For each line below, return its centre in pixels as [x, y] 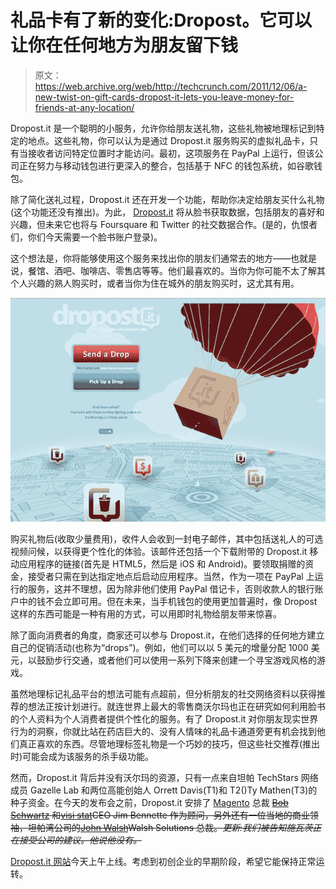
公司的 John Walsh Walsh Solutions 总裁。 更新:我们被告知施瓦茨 [183, 828]
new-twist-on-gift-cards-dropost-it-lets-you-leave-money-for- [164, 97]
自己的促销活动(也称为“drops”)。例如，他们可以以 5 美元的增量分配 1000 [159, 648]
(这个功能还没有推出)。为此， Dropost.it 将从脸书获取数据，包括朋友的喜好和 [167, 212]
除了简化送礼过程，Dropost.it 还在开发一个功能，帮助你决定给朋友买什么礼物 [167, 199]
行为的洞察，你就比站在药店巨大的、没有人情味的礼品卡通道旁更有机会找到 [163, 732]
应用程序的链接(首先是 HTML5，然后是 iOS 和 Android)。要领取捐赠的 [162, 564]
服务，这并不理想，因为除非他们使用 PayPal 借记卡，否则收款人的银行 [171, 589]
